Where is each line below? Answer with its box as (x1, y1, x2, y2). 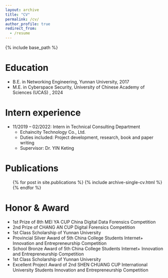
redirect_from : (5, 26, 37, 31)
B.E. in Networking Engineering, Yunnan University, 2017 (12, 78, 129, 84)
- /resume (10, 31, 30, 36)
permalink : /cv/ (5, 17, 39, 22)
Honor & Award (5, 202, 69, 214)
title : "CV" (5, 12, 30, 17)
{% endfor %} (12, 184, 42, 191)
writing (20, 139, 35, 146)
